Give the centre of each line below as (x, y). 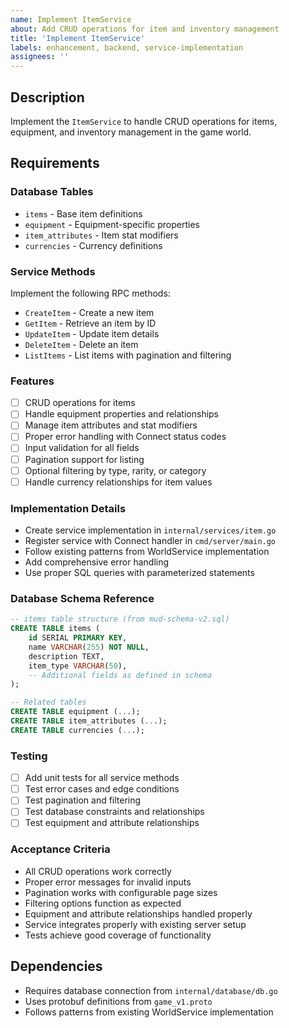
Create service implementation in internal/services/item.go (150, 530)
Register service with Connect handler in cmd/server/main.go (150, 541)
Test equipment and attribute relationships (112, 823)
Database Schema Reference (82, 598)
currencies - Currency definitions (93, 245)
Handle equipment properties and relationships (122, 414)
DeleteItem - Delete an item (81, 344)
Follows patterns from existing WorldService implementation (149, 1012)
